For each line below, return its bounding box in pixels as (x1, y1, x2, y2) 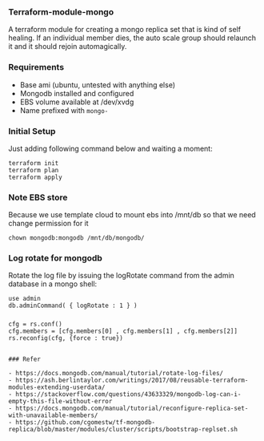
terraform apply (8, 173, 62, 181)
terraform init (8, 159, 59, 167)
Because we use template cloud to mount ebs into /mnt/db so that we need (8, 210, 256, 220)
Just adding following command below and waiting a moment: (8, 144, 214, 153)
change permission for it (8, 219, 90, 229)
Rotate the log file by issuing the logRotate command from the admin (8, 271, 234, 281)
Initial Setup (8, 125, 56, 136)
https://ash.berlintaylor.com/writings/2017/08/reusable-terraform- (15, 376, 249, 385)
